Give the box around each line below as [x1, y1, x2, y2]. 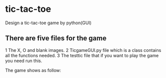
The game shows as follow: [5, 67, 61, 73]
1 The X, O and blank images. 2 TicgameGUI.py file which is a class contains [5, 47, 162, 53]
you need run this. [5, 58, 42, 64]
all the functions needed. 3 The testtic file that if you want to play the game [5, 52, 159, 58]
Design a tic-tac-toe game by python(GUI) [5, 20, 92, 26]
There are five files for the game [5, 34, 107, 42]
